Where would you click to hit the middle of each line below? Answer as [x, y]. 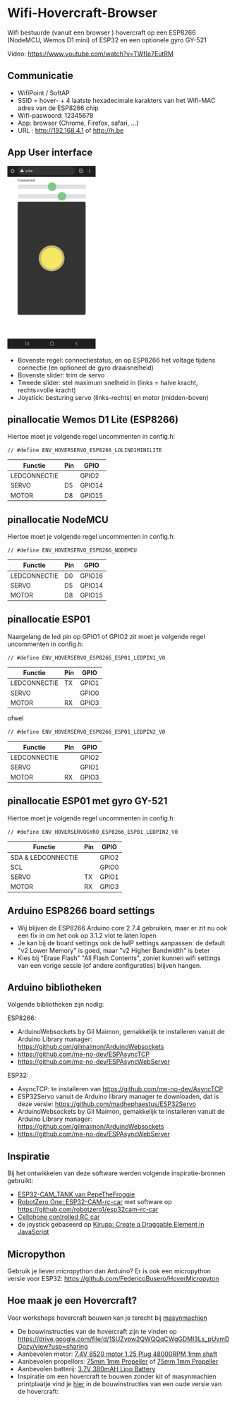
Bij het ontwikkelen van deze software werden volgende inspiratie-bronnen [116, 1173]
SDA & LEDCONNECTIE [44, 857]
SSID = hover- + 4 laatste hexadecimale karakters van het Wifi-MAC [116, 100]
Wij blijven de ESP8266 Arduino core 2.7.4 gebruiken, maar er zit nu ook [122, 928]
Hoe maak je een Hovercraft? [72, 1300]
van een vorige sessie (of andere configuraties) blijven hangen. [109, 965]
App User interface [50, 153]
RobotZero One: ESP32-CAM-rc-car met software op [95, 1202]
